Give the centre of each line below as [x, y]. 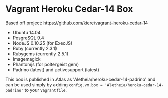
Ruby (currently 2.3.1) [35, 48]
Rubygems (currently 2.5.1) [40, 54]
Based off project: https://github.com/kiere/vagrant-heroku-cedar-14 [77, 23]
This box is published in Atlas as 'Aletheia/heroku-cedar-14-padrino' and [80, 79]
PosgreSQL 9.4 [28, 38]
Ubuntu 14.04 [26, 32]
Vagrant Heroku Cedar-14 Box [69, 9]
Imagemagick [27, 59]
